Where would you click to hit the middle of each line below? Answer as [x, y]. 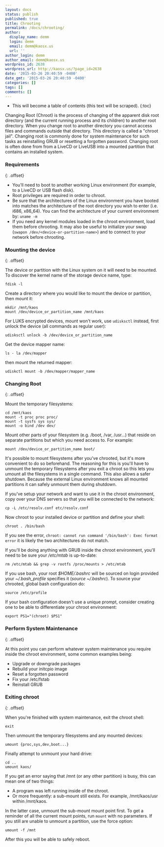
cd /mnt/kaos [18, 413]
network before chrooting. [38, 237]
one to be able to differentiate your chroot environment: [61, 607]
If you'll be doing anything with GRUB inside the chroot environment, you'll [80, 550]
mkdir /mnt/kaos [22, 308]
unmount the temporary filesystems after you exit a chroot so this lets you [80, 469]
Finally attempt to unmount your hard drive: [49, 753]
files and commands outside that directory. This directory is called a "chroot [82, 131]
